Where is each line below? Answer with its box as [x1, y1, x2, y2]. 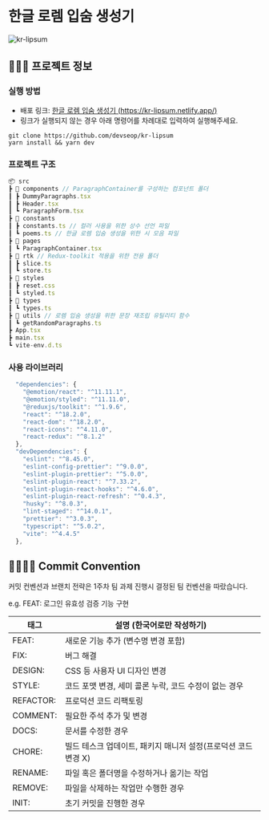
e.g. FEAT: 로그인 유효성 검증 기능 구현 [8, 599, 130, 608]
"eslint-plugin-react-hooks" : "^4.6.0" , [22, 485, 159, 493]
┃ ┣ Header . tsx [8, 200, 59, 208]
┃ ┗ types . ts [8, 304, 52, 312]
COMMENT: [12, 710, 58, 721]
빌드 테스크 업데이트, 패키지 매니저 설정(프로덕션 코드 [65, 741, 254, 752]
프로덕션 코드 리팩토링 [65, 696, 143, 707]
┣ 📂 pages [8, 237, 42, 245]
